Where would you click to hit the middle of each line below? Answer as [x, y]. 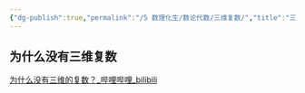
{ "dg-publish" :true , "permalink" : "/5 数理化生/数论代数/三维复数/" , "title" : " [150, 18]
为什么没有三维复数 [63, 56]
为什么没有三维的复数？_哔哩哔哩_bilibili [84, 80]
